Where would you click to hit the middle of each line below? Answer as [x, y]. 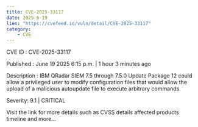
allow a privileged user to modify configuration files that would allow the [97, 82]
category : [19, 29]
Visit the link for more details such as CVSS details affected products [93, 112]
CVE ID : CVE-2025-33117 [39, 52]
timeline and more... [31, 119]
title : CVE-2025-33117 [35, 12]
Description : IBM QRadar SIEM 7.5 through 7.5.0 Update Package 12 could [99, 76]
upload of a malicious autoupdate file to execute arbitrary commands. [94, 89]
